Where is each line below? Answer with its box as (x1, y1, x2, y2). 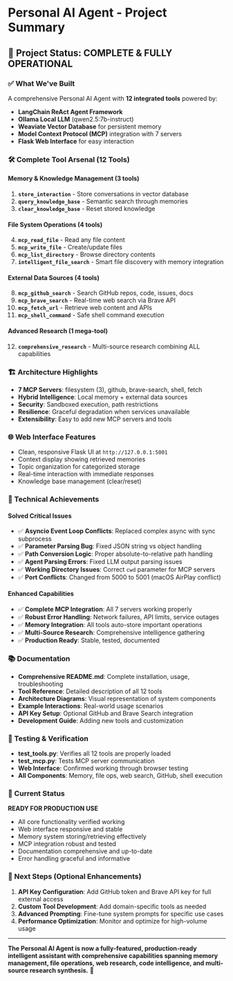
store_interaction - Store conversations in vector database (17, 190, 189, 198)
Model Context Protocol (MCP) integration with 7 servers (17, 129, 183, 138)
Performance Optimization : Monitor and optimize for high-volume (17, 917, 207, 925)
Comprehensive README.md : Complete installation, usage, (17, 672, 189, 680)
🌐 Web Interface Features (8, 432, 96, 442)
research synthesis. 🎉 (29, 966, 94, 974)
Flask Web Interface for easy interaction (17, 137, 134, 145)
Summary (8, 19, 65, 35)
